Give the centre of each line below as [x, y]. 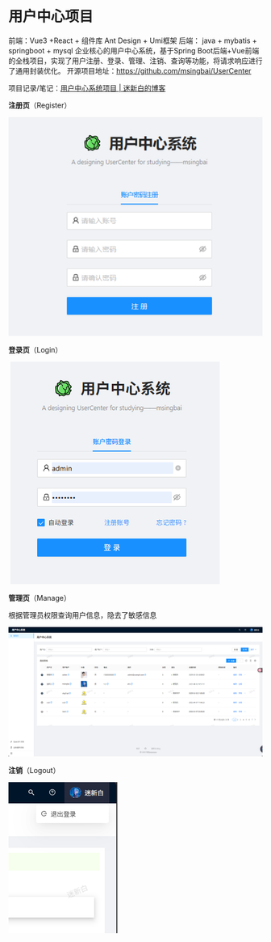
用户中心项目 [51, 17]
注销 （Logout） [34, 771]
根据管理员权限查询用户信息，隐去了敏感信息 [83, 615]
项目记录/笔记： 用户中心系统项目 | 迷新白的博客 [87, 88]
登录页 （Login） [35, 349]
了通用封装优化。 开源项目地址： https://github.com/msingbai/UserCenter [130, 70]
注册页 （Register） [40, 105]
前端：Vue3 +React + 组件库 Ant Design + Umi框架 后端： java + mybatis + [133, 40]
